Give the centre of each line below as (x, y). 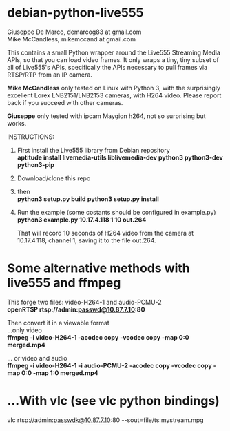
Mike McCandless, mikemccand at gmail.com (72, 39)
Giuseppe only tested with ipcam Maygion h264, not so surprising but (106, 116)
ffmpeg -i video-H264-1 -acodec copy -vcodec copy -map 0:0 (98, 337)
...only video (25, 330)
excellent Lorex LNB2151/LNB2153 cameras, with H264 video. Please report (114, 95)
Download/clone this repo (54, 178)
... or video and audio (37, 358)
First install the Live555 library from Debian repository (93, 150)
